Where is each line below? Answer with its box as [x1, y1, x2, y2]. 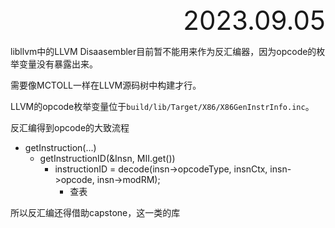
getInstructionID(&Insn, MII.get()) [39, 153, 176, 164]
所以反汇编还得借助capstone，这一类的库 [10, 207, 181, 218]
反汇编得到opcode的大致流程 [10, 122, 130, 133]
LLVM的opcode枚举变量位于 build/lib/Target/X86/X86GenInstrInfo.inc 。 [10, 101, 315, 112]
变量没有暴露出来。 [18, 58, 98, 70]
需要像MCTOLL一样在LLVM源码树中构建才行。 [10, 79, 202, 91]
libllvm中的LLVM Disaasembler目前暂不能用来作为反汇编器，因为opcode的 [10, 46, 317, 57]
